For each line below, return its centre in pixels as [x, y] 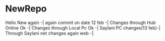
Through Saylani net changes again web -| [49, 33]
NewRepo [26, 9]
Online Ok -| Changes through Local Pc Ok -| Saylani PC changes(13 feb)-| [83, 27]
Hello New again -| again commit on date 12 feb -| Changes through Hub [80, 22]
